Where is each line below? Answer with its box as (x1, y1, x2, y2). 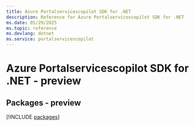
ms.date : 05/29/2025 (6, 20, 58, 25)
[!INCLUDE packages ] (6, 114, 60, 120)
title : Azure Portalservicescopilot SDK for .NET (6, 8, 132, 15)
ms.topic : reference (6, 25, 58, 31)
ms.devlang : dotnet (6, 31, 55, 37)
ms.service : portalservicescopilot (6, 36, 94, 42)
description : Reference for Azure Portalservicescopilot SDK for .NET (6, 14, 185, 20)
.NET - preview (6, 75, 81, 88)
